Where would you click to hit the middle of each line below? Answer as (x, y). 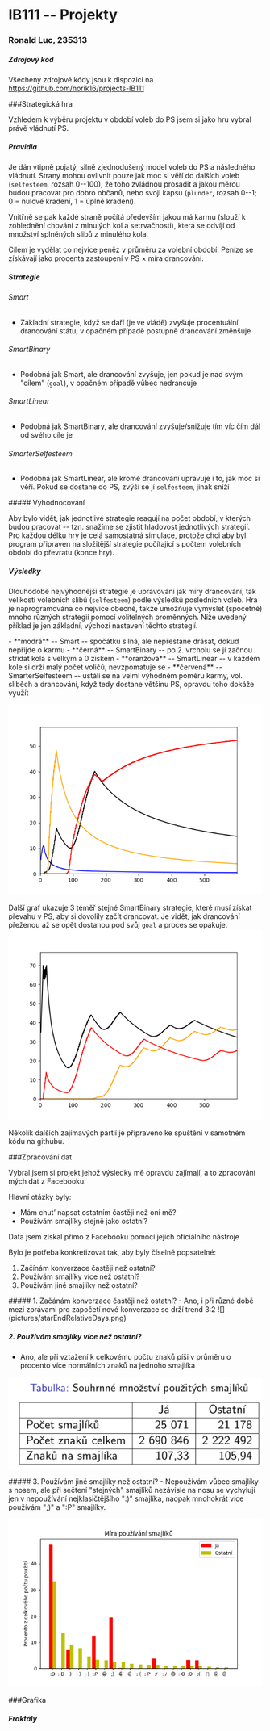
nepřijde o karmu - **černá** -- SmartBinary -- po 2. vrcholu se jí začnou (130, 650)
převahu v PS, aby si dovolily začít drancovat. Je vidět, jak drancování (124, 916)
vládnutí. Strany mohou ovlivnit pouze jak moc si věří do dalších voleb (124, 176)
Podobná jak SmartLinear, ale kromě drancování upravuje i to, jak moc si (140, 479)
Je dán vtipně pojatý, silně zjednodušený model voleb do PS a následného (132, 167)
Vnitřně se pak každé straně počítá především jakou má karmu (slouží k (127, 217)
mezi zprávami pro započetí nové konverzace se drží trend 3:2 (112, 1310)
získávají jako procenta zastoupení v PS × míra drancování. (106, 258)
